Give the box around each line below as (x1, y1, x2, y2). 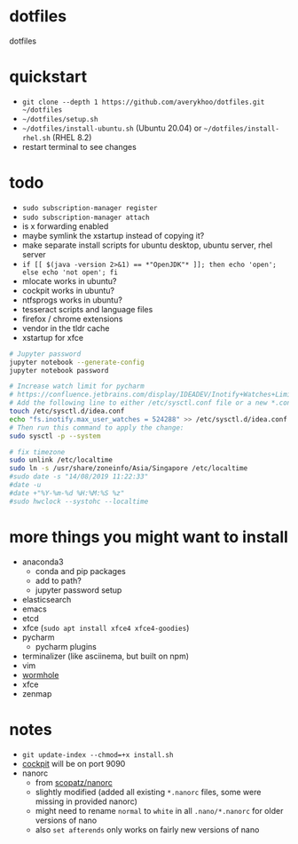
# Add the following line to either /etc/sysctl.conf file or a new (9, 398, 268, 407)
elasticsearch (21, 594, 72, 604)
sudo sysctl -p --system (9, 431, 101, 440)
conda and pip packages (35, 565, 126, 576)
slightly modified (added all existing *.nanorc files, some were (35, 786, 262, 797)
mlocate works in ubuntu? (21, 275, 117, 286)
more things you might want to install (9, 526, 288, 547)
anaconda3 (21, 556, 64, 567)
